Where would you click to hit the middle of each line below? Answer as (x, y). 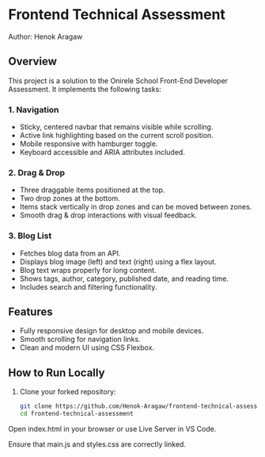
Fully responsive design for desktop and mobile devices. (112, 331)
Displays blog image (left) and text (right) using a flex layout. (118, 261)
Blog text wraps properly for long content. (88, 270)
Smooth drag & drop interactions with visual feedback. (108, 215)
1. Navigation (34, 109)
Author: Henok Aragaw (45, 36)
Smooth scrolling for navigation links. (80, 340)
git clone (36, 406)
